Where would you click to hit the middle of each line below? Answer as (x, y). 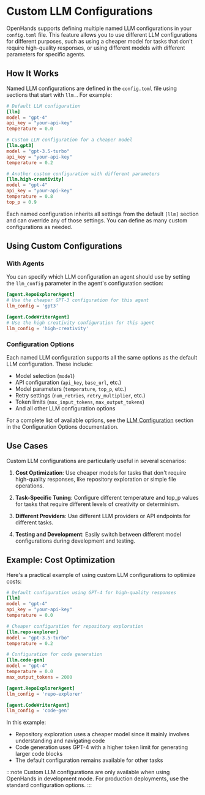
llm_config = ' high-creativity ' (47, 328)
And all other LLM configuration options (65, 408)
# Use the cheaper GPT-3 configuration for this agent (78, 300)
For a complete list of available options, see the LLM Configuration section (100, 420)
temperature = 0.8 (30, 197)
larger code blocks (39, 754)
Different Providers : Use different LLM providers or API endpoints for (103, 516)
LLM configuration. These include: (50, 364)
